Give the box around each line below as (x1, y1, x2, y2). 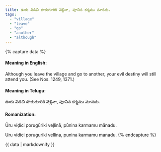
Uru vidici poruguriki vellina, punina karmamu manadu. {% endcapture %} (5, 132, 157, 138)
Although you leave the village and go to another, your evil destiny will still (5, 71, 157, 77)
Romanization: (5, 111, 36, 117)
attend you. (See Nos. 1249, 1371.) (5, 76, 75, 82)
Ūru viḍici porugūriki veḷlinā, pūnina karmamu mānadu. (5, 122, 117, 128)
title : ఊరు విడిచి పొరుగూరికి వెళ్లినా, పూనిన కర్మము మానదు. (5, 7, 111, 12)
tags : (5, 12, 16, 17)
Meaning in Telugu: (5, 87, 46, 93)
